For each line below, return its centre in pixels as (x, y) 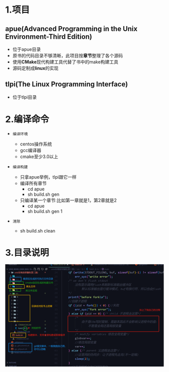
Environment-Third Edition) (49, 36)
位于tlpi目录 (24, 97)
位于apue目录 (27, 49)
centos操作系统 (36, 144)
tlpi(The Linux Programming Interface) (67, 84)
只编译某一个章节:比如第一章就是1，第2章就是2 (68, 200)
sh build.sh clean (37, 231)
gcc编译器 (31, 150)
